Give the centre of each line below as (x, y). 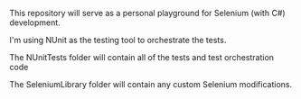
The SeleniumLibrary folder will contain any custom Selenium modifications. (150, 84)
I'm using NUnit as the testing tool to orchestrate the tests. (118, 40)
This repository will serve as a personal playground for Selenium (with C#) (148, 13)
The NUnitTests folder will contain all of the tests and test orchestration (141, 57)
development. (35, 22)
